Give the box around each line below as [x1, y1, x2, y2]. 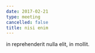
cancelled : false [6, 19, 49, 25]
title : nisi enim [6, 24, 49, 31]
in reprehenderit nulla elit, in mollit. [6, 41, 90, 48]
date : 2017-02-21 [6, 8, 49, 15]
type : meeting [6, 14, 41, 20]
